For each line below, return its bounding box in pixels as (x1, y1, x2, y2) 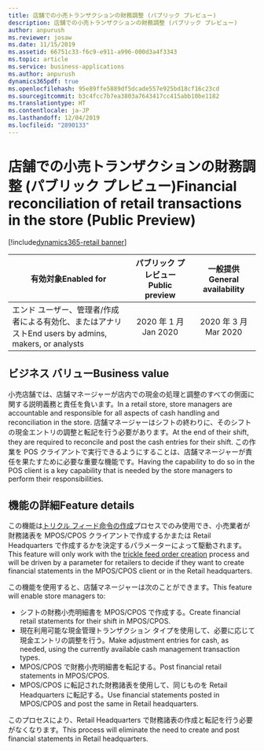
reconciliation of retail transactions (8, 194, 242, 213)
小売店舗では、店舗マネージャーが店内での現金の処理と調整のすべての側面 (8, 389, 248, 398)
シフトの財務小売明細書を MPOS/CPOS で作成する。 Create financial (19, 608, 241, 617)
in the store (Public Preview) (8, 211, 196, 229)
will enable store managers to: (8, 591, 106, 601)
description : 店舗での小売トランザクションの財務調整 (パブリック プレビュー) (8, 19, 238, 27)
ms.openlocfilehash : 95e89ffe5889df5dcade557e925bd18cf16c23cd (8, 84, 220, 93)
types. (19, 653, 41, 662)
